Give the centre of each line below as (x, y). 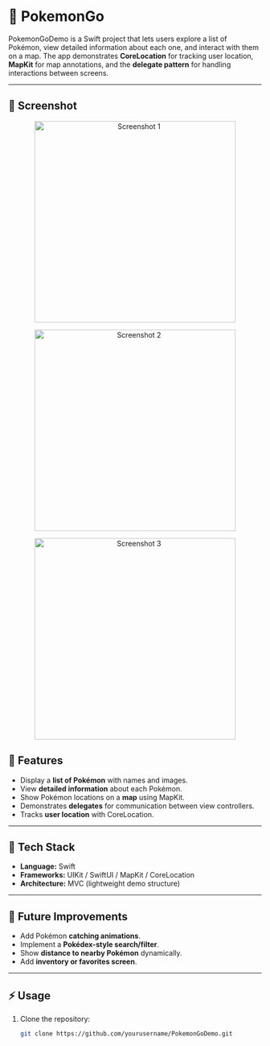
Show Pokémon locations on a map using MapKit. (102, 797)
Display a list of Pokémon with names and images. (104, 780)
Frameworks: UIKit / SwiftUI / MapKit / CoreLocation (107, 875)
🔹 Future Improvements (68, 917)
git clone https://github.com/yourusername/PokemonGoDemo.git (126, 1034)
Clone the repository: (55, 1019)
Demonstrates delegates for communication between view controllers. (137, 806)
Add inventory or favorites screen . (78, 961)
